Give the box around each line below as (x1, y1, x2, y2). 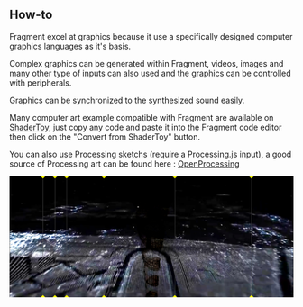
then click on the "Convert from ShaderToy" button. (9, 131, 201, 142)
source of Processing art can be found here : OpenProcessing (9, 158, 241, 169)
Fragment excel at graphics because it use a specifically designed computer (9, 31, 293, 41)
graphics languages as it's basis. (9, 41, 132, 51)
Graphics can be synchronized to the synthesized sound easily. (9, 95, 245, 105)
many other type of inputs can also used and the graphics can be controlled (9, 68, 291, 78)
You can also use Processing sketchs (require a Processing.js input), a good (9, 149, 292, 159)
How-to (9, 7, 53, 23)
